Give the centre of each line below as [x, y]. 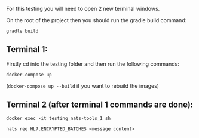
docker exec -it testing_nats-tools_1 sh [59, 118]
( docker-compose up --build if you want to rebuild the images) [83, 85]
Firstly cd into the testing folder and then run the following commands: [93, 64]
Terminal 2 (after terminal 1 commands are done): [100, 105]
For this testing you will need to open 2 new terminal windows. [83, 9]
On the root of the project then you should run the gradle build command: [97, 20]
